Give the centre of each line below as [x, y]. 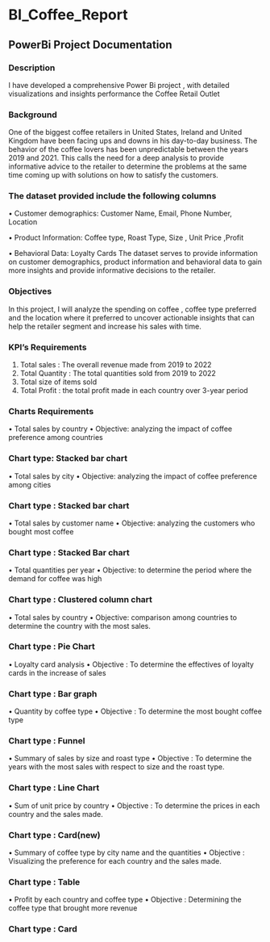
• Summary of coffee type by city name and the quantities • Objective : [127, 852]
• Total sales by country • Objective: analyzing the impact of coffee [120, 429]
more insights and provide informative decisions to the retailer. [112, 270]
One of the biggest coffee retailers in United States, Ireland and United [125, 132]
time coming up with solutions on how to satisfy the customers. [114, 175]
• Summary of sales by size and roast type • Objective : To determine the [130, 758]
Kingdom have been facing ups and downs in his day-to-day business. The [133, 141]
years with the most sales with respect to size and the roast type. [116, 767]
